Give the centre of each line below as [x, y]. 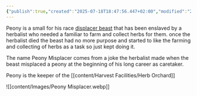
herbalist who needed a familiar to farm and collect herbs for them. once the [98, 34]
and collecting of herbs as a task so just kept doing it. [71, 47]
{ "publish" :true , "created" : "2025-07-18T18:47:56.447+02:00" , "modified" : [97, 11]
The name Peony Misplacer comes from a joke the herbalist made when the [97, 58]
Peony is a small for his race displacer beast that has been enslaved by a [94, 28]
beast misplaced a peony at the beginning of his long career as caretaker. [95, 64]
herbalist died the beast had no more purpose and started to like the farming [98, 40]
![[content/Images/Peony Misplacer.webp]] [58, 86]
